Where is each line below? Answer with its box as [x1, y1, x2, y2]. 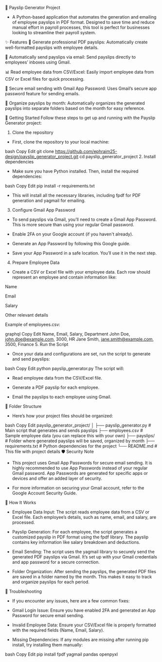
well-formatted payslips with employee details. [5, 44, 99, 50]
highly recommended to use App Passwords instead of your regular [12, 465, 148, 471]
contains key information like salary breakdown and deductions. [12, 539, 140, 545]
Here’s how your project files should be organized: [12, 413, 113, 419]
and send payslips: [12, 356, 50, 362]
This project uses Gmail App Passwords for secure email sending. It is [12, 460, 152, 466]
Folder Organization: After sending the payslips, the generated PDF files [12, 569, 157, 574]
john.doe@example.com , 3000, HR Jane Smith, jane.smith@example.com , [5, 336, 154, 342]
